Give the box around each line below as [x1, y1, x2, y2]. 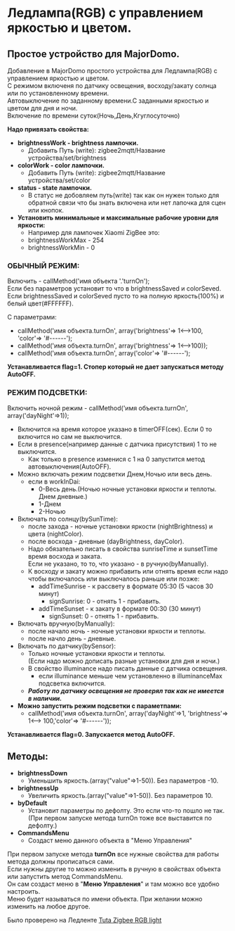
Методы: [7, 750, 48, 762]
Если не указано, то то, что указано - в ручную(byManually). [27, 559, 209, 568]
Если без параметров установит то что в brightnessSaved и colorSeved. [7, 284, 222, 293]
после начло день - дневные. [27, 634, 116, 642]
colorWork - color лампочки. [17, 161, 105, 170]
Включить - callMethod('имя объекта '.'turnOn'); [7, 277, 150, 286]
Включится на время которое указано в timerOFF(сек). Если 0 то [17, 424, 213, 433]
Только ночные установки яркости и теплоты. [27, 649, 166, 657]
